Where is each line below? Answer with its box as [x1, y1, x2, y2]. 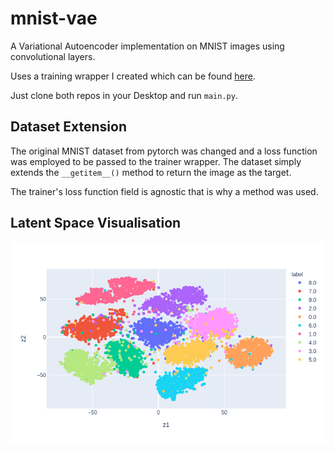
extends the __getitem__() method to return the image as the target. [10, 166, 292, 178]
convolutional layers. [10, 50, 96, 62]
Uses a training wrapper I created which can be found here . [10, 70, 256, 82]
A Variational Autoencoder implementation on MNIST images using [10, 40, 285, 52]
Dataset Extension [10, 118, 127, 136]
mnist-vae [10, 7, 98, 30]
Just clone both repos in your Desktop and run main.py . [10, 89, 238, 101]
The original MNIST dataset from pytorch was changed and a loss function [10, 145, 318, 157]
